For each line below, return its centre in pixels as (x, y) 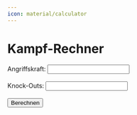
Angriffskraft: (27, 68)
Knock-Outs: (26, 85)
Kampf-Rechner (56, 48)
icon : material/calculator (47, 14)
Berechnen (26, 103)
